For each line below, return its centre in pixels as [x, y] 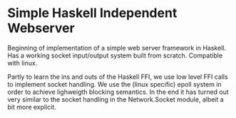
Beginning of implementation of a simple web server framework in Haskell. [117, 48]
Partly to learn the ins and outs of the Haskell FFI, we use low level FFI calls [118, 77]
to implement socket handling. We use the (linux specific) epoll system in [115, 84]
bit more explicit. [32, 107]
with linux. [22, 63]
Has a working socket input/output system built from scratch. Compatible [115, 55]
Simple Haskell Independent [92, 13]
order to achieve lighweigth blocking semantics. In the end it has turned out [118, 92]
